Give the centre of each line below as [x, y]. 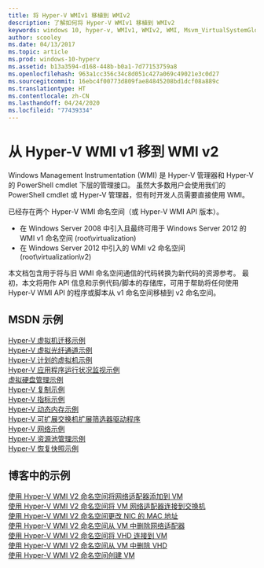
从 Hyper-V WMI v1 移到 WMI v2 [114, 152]
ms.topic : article [38, 52]
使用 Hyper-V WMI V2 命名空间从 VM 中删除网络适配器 [97, 526]
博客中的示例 [39, 476]
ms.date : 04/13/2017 [42, 45]
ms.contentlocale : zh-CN [49, 96]
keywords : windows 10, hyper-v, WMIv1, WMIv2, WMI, [94, 30]
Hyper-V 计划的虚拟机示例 [50, 360]
